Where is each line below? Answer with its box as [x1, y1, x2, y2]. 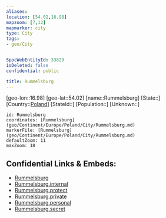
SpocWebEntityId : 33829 [6, 57, 65, 63]
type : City [6, 30, 33, 36]
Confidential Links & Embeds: [6, 159, 117, 169]
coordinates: [6, 117, 38, 123]
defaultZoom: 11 [6, 138, 46, 144]
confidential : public [6, 68, 59, 74]
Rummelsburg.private [14, 193, 67, 200]
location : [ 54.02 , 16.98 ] [6, 14, 67, 20]
